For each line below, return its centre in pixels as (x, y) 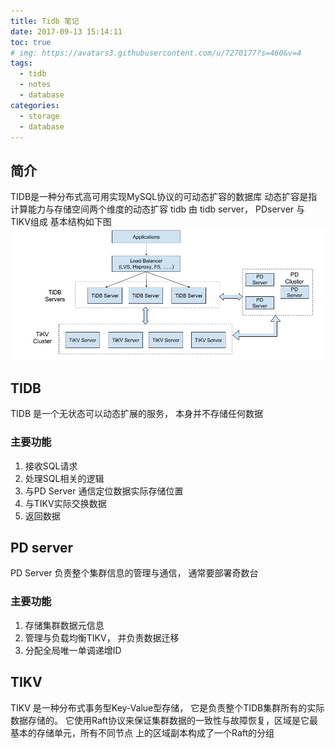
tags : (21, 63)
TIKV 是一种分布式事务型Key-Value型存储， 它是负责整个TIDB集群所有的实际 (167, 707)
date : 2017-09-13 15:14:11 (66, 31)
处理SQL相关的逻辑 (64, 478)
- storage (39, 116)
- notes (35, 85)
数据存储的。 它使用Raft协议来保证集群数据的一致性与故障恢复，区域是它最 (164, 720)
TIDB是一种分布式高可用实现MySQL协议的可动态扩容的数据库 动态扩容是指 (164, 197)
